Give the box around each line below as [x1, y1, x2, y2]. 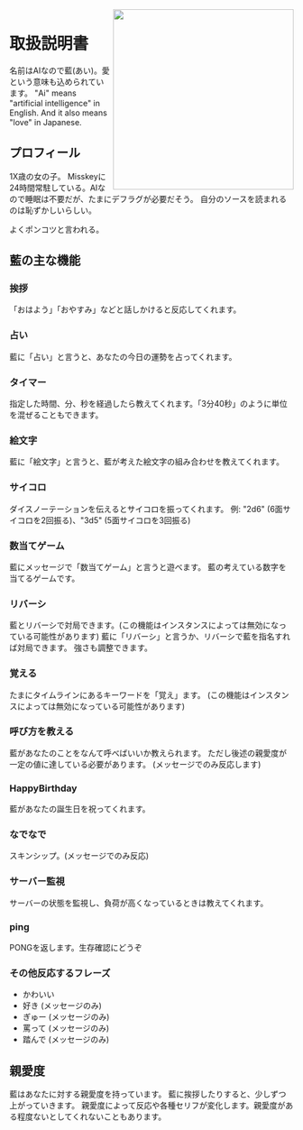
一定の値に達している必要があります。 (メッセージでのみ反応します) [9, 758, 262, 769]
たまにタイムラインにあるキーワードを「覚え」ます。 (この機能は [9, 689, 251, 700]
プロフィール [9, 145, 81, 161]
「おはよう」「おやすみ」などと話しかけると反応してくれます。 [9, 304, 242, 315]
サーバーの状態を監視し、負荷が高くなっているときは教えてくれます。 [9, 897, 269, 908]
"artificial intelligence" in [9, 97, 101, 108]
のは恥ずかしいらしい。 [9, 205, 96, 216]
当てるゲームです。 [9, 573, 80, 583]
